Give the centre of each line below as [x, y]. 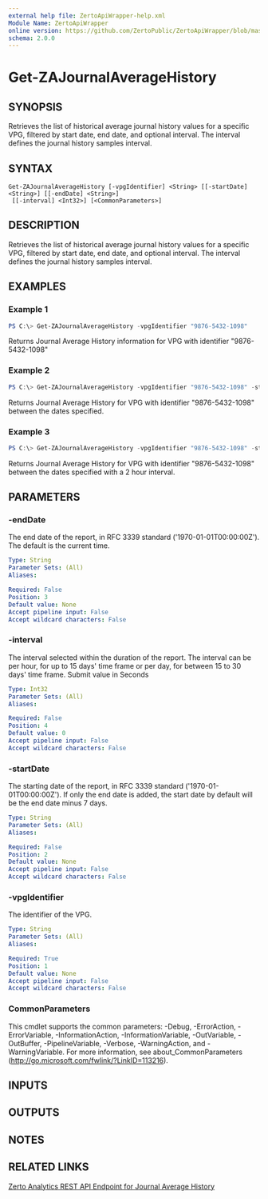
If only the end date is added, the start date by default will [158, 795]
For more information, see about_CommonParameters [155, 1052]
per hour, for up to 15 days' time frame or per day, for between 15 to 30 [125, 665]
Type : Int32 [28, 689]
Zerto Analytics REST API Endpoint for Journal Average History [112, 1186]
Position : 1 [28, 966]
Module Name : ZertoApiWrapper [59, 23]
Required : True [33, 958]
